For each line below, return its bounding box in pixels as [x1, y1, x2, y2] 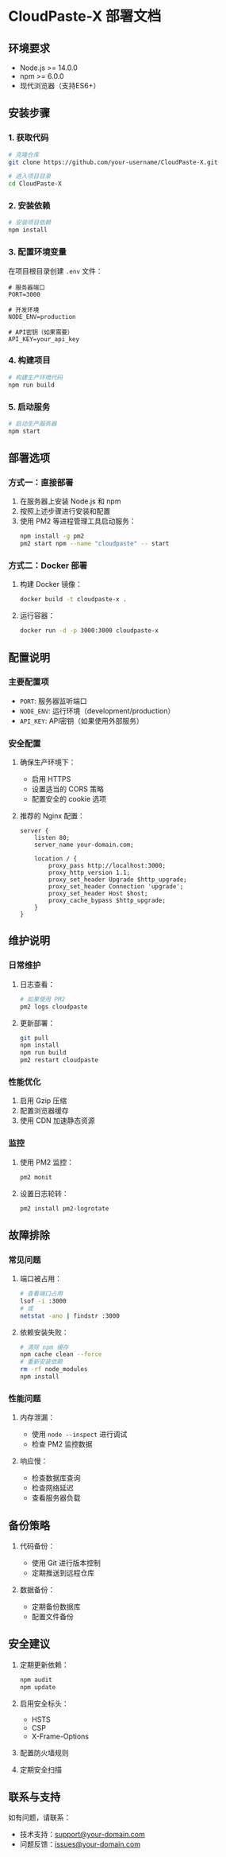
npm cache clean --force [19, 1350, 102, 1358]
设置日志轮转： [19, 1188, 69, 1198]
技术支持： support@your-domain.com [19, 1830, 145, 1840]
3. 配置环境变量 [8, 247, 67, 258]
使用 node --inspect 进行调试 [31, 1429, 128, 1439]
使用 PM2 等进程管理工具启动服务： [19, 516, 136, 526]
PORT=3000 [8, 290, 41, 298]
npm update [19, 1683, 56, 1691]
